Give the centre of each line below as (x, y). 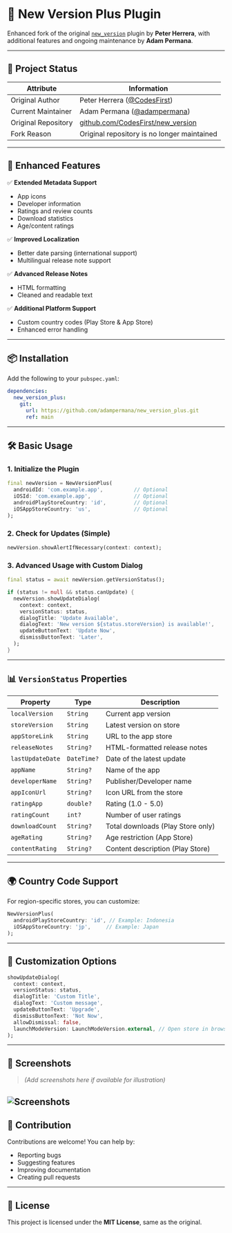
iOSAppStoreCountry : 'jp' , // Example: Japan (86, 927)
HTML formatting (41, 287)
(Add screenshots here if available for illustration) (95, 1080)
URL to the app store (139, 736)
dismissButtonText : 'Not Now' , (58, 1016)
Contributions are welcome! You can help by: (71, 1142)
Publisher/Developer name (149, 781)
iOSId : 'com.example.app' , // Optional (91, 496)
